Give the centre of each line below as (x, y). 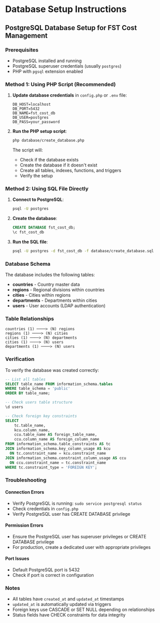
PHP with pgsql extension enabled (48, 71)
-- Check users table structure (39, 402)
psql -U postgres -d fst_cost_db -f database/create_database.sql (83, 251)
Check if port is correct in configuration (53, 575)
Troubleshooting (26, 480)
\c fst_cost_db (28, 232)
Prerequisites (22, 50)
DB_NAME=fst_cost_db (34, 113)
